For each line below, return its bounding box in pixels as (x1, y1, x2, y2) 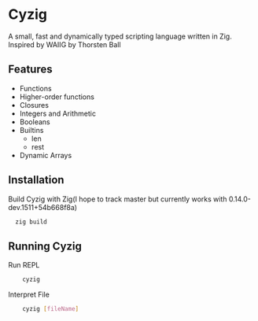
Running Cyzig (8, 239, 83, 253)
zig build (15, 218, 47, 226)
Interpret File (8, 290, 50, 300)
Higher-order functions (19, 92, 94, 101)
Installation (8, 173, 64, 186)
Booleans (19, 116, 50, 127)
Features (8, 63, 53, 76)
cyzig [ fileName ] (22, 305, 79, 313)
